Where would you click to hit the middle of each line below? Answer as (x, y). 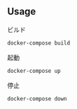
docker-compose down (37, 98)
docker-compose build (39, 43)
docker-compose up (34, 71)
